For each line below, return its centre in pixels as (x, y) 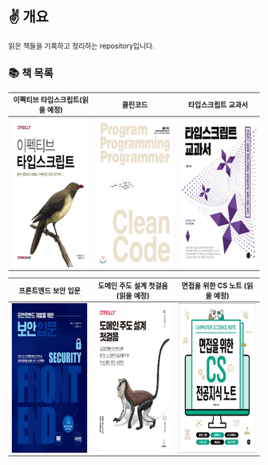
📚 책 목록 (31, 73)
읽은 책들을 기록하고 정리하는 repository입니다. (82, 45)
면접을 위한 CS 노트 (212, 286)
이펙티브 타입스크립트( (47, 100)
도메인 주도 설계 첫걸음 (133, 286)
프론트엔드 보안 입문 (50, 290)
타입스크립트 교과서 (218, 104)
